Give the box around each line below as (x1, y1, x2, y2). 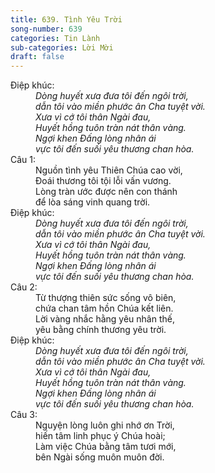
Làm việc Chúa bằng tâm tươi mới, (35, 441, 177, 453)
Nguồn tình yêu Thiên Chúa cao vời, (35, 164, 183, 176)
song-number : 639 (10, 24, 83, 34)
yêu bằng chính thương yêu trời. (35, 324, 167, 336)
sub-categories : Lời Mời (10, 42, 114, 53)
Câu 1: (10, 154, 37, 166)
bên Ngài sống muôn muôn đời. (35, 451, 165, 463)
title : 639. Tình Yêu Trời (10, 14, 123, 25)
